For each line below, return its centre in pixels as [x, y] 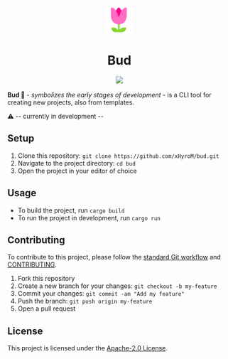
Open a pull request [47, 309]
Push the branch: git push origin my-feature [85, 301]
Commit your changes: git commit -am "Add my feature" [101, 294]
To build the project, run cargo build [71, 210]
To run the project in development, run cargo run [89, 218]
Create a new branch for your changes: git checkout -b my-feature [117, 286]
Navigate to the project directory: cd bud [77, 163]
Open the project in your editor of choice [77, 171]
